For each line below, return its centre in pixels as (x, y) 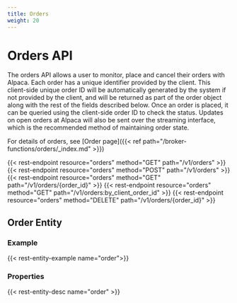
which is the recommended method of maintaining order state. (98, 127)
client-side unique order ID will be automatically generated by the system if (117, 90)
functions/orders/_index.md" (49, 149)
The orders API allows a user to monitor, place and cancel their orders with (116, 75)
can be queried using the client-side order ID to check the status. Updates (116, 113)
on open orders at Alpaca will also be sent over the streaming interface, (111, 120)
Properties (26, 277)
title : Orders (28, 14)
